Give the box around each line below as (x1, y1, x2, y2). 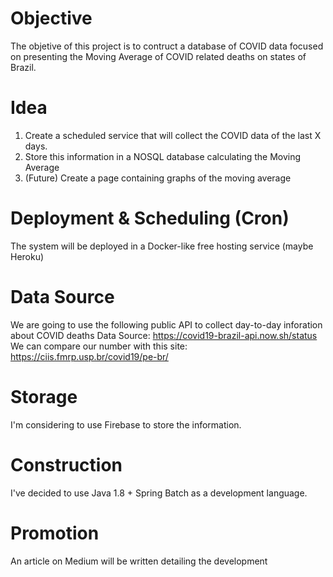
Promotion (10, 522, 100, 544)
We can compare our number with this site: (10, 340, 188, 352)
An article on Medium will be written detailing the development (10, 555, 268, 567)
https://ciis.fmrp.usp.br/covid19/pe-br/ (10, 350, 169, 362)
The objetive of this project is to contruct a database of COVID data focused (10, 40, 324, 52)
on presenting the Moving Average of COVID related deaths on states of (10, 50, 307, 62)
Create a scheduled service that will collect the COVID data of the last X (24, 129, 322, 141)
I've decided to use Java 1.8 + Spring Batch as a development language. (10, 487, 308, 499)
